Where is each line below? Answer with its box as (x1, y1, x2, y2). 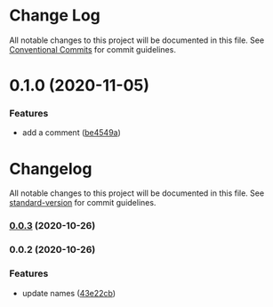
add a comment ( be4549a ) (21, 127, 122, 138)
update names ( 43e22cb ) (21, 287, 116, 298)
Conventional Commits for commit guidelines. (9, 44, 176, 54)
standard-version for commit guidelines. (9, 198, 157, 208)
